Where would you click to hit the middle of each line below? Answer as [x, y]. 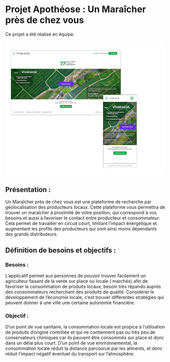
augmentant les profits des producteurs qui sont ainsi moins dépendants [81, 229]
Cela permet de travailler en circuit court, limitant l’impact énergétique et [81, 223]
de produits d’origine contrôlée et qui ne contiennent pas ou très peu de [80, 332]
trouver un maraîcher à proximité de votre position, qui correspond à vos [81, 213]
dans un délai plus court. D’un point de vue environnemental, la [71, 343]
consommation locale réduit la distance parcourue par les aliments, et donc [84, 348]
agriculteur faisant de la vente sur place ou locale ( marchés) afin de [77, 281]
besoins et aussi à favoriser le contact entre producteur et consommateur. [83, 218]
